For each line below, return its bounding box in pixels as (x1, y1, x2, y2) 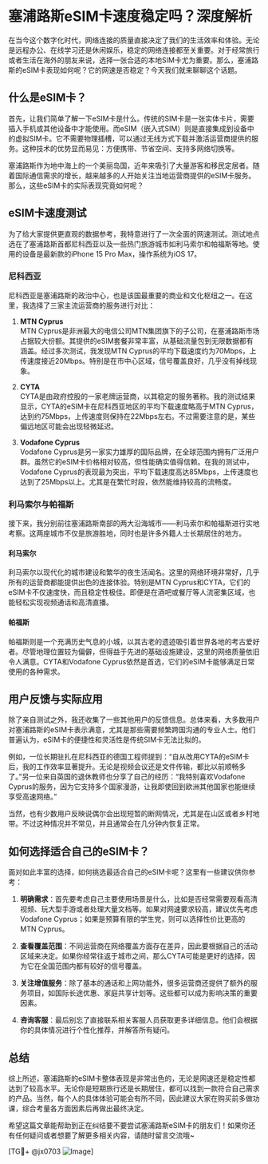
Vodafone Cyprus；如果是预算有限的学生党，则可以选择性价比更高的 (19, 915, 246, 924)
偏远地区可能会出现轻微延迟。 (19, 421, 118, 431)
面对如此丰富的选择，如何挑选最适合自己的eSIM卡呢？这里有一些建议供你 (8, 867, 249, 877)
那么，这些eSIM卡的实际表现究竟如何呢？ (8, 181, 144, 190)
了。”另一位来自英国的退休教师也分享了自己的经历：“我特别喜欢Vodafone (8, 772, 246, 782)
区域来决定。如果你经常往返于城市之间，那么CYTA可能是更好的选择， (19, 951, 249, 961)
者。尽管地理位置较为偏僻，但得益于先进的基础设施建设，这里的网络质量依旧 (8, 647, 260, 656)
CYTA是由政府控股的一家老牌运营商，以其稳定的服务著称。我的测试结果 (19, 391, 256, 401)
